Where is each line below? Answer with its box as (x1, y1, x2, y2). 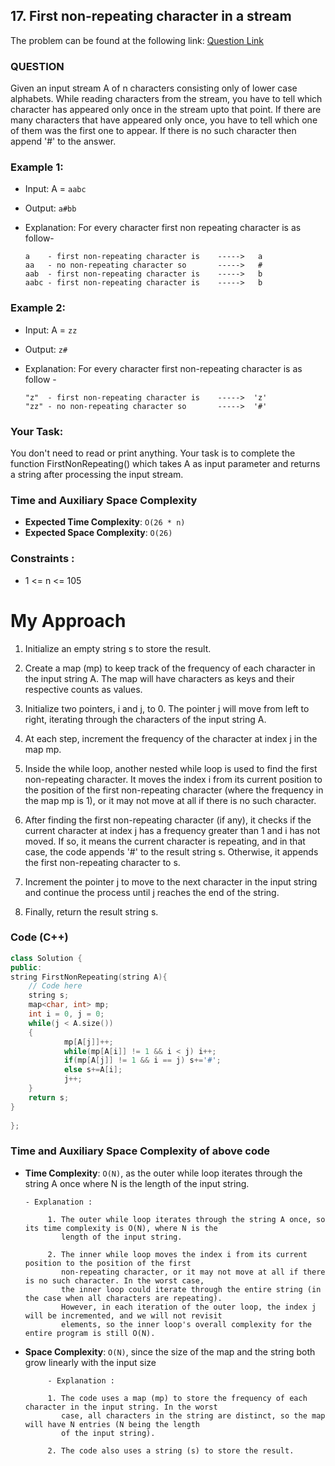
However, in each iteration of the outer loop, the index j (61, 1302, 317, 1312)
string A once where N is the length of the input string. (24, 1177, 250, 1189)
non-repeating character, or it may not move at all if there (61, 1267, 326, 1277)
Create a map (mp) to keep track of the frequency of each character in (24, 662, 316, 674)
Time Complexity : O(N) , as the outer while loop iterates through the (24, 1167, 303, 1179)
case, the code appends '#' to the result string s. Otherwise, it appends (24, 845, 319, 858)
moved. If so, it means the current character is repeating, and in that (24, 835, 306, 847)
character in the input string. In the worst (24, 1402, 218, 1412)
